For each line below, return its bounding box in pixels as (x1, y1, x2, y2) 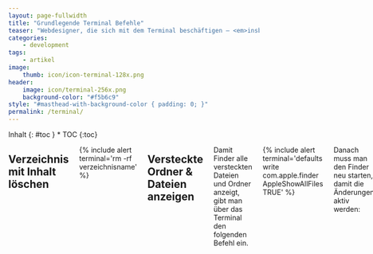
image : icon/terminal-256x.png (22, 85, 127, 94)
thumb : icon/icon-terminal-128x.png (22, 71, 145, 79)
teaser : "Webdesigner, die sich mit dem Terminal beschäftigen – (8, 26, 230, 34)
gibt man (213, 196, 243, 205)
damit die (333, 179, 364, 188)
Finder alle (213, 154, 249, 163)
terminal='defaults (262, 154, 323, 163)
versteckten (213, 162, 253, 171)
